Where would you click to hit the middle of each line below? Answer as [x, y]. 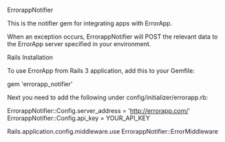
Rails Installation [30, 57]
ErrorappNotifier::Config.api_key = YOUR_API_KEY [78, 118]
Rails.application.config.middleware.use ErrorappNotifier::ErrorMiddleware [113, 131]
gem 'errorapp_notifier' [40, 84]
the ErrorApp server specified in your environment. [79, 44]
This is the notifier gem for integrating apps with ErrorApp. [90, 23]
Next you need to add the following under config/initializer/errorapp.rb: [108, 97]
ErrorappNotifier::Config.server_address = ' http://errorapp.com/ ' [99, 111]
